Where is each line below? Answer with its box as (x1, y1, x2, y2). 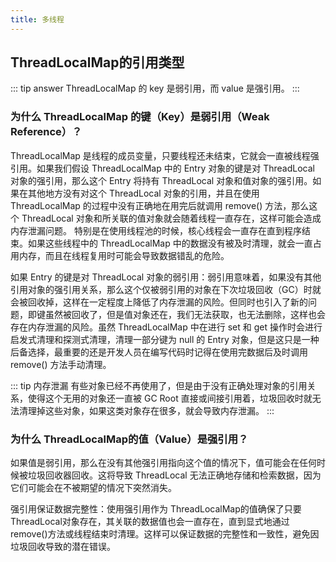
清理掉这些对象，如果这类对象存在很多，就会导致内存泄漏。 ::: (18, 404, 275, 416)
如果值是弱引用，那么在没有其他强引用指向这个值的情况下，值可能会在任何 (10, 457, 317, 469)
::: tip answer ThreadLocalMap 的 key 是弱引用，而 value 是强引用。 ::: (10, 82, 300, 95)
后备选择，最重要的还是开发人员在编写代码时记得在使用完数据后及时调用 (10, 346, 308, 358)
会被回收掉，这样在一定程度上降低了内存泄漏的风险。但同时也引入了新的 (10, 296, 308, 308)
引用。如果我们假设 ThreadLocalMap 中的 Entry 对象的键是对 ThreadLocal (10, 162, 315, 174)
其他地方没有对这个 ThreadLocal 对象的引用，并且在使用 (27, 187, 260, 199)
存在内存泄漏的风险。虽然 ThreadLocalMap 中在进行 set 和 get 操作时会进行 (10, 321, 323, 333)
